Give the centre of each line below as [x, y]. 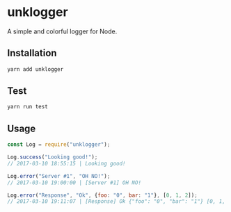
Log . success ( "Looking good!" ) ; [53, 157]
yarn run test [28, 107]
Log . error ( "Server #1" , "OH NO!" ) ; [59, 176]
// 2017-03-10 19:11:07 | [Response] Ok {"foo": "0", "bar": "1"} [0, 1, [117, 202]
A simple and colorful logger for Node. [62, 31]
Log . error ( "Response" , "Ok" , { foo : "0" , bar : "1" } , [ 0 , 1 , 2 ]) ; [103, 195]
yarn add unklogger [35, 69]
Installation [32, 53]
